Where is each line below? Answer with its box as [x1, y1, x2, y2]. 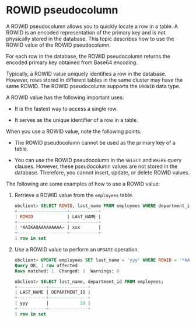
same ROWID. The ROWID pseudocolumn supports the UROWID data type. [6, 82, 181, 89]
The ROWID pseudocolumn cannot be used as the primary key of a [14, 139, 176, 146]
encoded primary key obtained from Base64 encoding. [6, 59, 138, 66]
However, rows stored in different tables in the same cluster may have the [6, 76, 183, 83]
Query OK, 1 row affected [14, 262, 78, 268]
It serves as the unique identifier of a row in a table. [14, 116, 138, 123]
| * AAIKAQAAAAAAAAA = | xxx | [14, 225, 101, 230]
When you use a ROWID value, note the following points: [6, 128, 142, 135]
